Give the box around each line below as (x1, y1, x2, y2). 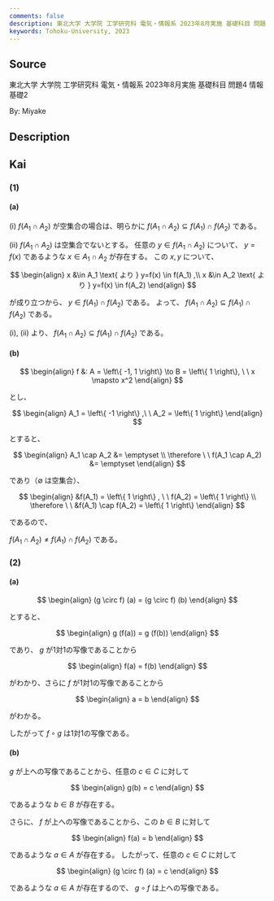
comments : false (9, 11, 64, 20)
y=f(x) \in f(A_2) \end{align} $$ (93, 280, 197, 290)
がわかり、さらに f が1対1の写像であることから (9, 678, 164, 688)
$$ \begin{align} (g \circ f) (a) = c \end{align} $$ (56, 866, 219, 876)
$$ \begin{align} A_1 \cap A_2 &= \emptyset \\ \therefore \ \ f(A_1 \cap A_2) (12, 450, 263, 460)
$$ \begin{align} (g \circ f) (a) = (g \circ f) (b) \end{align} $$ (37, 595, 238, 605)
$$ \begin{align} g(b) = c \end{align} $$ (70, 783, 205, 793)
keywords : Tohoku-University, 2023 (9, 27, 130, 35)
